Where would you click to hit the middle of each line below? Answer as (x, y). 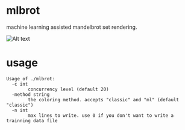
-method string (31, 94)
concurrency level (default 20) (69, 89)
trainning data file (32, 120)
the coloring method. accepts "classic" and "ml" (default (104, 99)
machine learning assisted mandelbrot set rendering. (72, 27)
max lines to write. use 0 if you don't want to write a (101, 115)
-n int (20, 110)
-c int (20, 84)
